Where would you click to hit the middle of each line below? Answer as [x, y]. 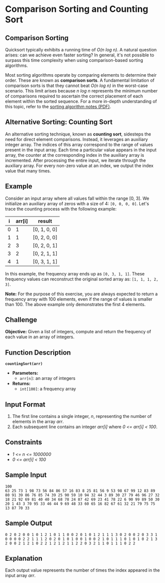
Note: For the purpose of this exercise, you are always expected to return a [82, 294]
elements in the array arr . [38, 422]
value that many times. [28, 171]
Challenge [21, 320]
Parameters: [25, 373]
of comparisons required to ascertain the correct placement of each [74, 96]
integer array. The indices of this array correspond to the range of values [79, 144]
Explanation [24, 558]
